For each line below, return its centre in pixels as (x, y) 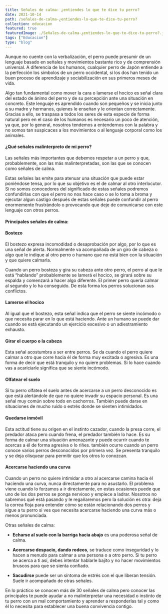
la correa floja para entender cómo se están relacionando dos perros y (78, 504)
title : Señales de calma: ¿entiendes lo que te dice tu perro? (72, 10)
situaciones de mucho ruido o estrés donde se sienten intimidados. (74, 406)
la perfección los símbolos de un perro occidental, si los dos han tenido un (82, 72)
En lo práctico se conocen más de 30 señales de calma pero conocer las (80, 590)
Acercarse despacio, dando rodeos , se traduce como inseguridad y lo (85, 549)
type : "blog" (19, 42)
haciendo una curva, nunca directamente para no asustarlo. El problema (79, 483)
